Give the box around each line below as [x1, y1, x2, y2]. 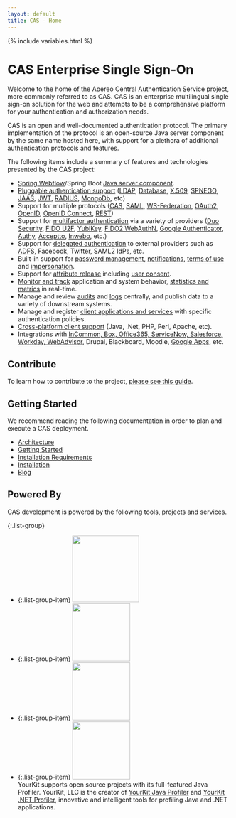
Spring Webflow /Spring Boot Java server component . [17, 179, 175, 188]
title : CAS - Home [7, 17, 62, 24]
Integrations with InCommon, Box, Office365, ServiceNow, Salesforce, [17, 330, 224, 338]
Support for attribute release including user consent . [17, 269, 172, 278]
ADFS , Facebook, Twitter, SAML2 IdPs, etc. [17, 247, 144, 256]
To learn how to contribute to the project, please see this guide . [7, 377, 193, 386]
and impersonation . [17, 262, 75, 271]
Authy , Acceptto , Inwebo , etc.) [17, 232, 107, 240]
